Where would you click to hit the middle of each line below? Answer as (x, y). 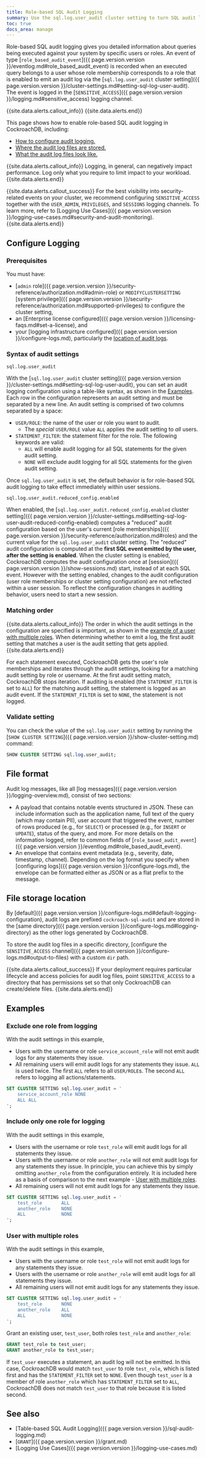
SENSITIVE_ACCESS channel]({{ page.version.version (71, 951)
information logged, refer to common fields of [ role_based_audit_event (105, 840)
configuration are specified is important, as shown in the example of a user (101, 630)
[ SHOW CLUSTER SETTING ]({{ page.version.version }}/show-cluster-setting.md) (103, 737)
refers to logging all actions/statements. (66, 1078)
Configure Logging (43, 243)
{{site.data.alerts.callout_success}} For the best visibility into (83, 191)
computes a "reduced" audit (136, 522)
